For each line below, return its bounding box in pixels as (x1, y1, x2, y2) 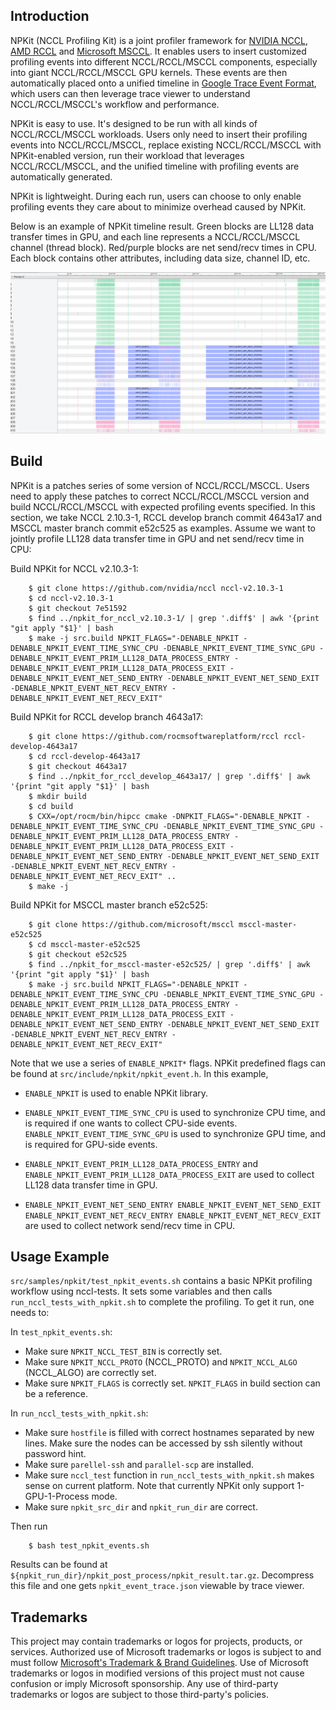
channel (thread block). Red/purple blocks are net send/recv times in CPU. (10, 241, 317, 253)
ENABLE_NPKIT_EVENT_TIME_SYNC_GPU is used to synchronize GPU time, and (24, 1127, 327, 1139)
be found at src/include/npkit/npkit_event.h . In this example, (10, 1067, 269, 1079)
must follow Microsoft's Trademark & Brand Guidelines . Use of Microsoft (10, 1657, 309, 1669)
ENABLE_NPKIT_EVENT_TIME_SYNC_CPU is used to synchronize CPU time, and (24, 1106, 326, 1118)
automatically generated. (10, 170, 113, 183)
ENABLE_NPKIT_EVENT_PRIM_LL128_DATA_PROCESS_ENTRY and (24, 1157, 259, 1169)
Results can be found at (10, 1559, 108, 1571)
